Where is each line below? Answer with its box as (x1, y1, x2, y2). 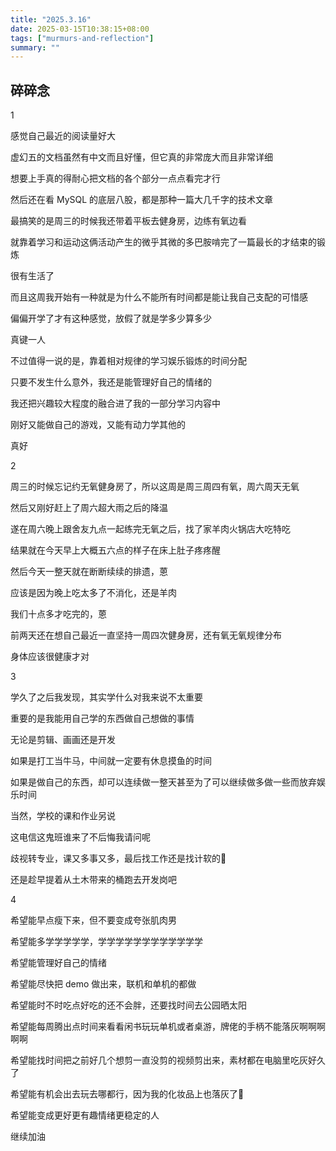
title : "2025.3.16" (10, 14, 92, 25)
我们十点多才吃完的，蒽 (10, 608, 107, 620)
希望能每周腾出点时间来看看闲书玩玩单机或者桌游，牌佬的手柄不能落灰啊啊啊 (10, 1021, 326, 1033)
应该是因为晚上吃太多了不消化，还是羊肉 (10, 587, 177, 599)
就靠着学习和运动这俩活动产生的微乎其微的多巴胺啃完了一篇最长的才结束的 (10, 236, 317, 248)
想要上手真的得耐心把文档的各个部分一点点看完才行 (10, 172, 221, 185)
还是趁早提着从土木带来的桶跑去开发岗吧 (10, 874, 177, 886)
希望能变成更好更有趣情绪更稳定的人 (10, 1109, 160, 1121)
